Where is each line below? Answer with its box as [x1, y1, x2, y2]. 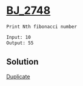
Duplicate [6, 73, 30, 80]
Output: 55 [6, 40, 34, 46]
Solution [6, 57, 39, 67]
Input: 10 [6, 34, 32, 40]
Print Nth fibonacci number [6, 24, 78, 30]
